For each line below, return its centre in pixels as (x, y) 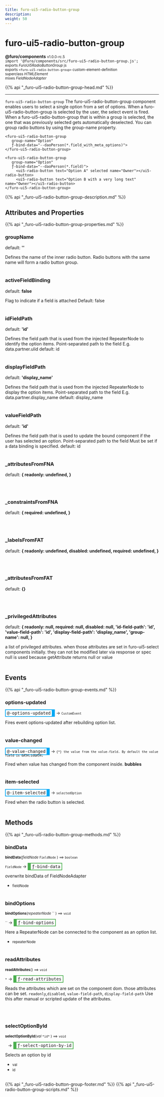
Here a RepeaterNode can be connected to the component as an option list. (81, 932)
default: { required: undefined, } (38, 513)
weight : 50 (16, 19)
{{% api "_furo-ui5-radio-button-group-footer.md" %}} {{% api (68, 1084)
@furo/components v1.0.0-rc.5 (35, 56)
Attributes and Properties (44, 212)
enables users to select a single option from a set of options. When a (74, 107)
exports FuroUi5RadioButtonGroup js (36, 66)
